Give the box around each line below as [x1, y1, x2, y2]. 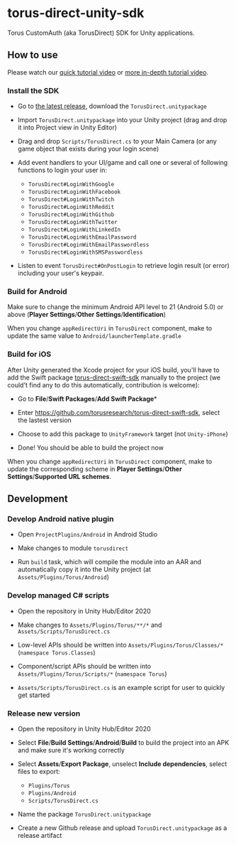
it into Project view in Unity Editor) [17, 123, 118, 132]
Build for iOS [7, 350, 52, 360]
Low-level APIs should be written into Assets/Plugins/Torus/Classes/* [17, 640, 224, 649]
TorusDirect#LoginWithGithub [28, 211, 115, 218]
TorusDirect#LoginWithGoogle [28, 181, 115, 188]
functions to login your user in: [17, 166, 108, 175]
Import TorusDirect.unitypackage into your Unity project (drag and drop [17, 116, 227, 124]
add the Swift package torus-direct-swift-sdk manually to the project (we [7, 373, 221, 382]
